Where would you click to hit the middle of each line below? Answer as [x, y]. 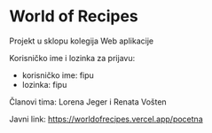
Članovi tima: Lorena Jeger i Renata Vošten [88, 102]
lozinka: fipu [44, 84]
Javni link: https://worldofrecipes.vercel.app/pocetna [106, 119]
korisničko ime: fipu [58, 75]
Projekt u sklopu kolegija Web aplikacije [81, 41]
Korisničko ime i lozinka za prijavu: [72, 58]
